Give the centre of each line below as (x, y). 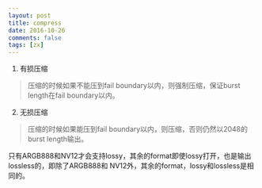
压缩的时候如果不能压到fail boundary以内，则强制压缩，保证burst (134, 86)
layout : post (30, 15)
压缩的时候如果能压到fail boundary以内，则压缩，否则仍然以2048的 (137, 129)
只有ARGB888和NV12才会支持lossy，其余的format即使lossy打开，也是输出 (130, 156)
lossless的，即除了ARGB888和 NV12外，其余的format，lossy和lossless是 (128, 166)
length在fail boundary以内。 (73, 95)
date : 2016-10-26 (37, 30)
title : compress (35, 23)
